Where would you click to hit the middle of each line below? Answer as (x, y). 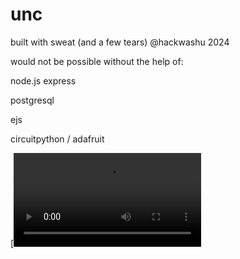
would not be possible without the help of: (97, 61)
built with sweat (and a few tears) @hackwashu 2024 (120, 42)
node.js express (43, 80)
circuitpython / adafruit (57, 139)
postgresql (32, 100)
